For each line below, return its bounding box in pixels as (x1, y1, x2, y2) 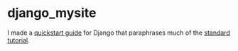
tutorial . (7, 35, 30, 44)
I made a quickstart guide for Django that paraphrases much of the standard (7, 28, 231, 37)
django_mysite (7, 5, 97, 21)
